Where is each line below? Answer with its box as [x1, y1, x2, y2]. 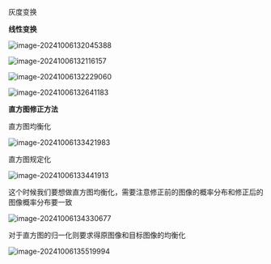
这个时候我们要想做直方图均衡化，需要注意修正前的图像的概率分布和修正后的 [8, 187, 264, 197]
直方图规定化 [8, 155, 51, 164]
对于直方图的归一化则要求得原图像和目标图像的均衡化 [8, 230, 186, 240]
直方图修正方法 [8, 104, 58, 113]
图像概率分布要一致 [8, 198, 73, 207]
